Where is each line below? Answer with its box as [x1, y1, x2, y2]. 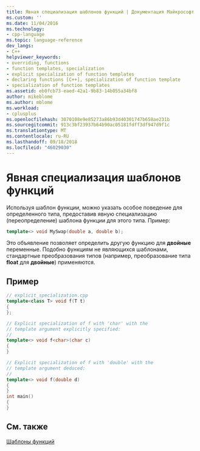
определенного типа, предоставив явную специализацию [6, 210, 157, 218]
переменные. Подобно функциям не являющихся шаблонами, [6, 246, 168, 253]
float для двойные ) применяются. [6, 259, 95, 266]
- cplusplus [6, 111, 36, 117]
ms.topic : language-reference [6, 37, 83, 43]
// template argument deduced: [6, 365, 86, 371]
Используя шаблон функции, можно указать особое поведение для [6, 204, 182, 211]
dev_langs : [6, 43, 34, 49]
